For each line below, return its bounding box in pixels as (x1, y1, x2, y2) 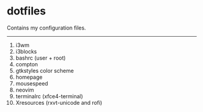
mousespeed (15, 79, 49, 87)
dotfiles (7, 4, 46, 18)
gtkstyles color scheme (15, 67, 74, 74)
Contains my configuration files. (7, 24, 86, 31)
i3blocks (15, 48, 37, 55)
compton (15, 60, 39, 67)
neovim (15, 86, 34, 93)
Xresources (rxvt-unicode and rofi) (15, 99, 102, 106)
